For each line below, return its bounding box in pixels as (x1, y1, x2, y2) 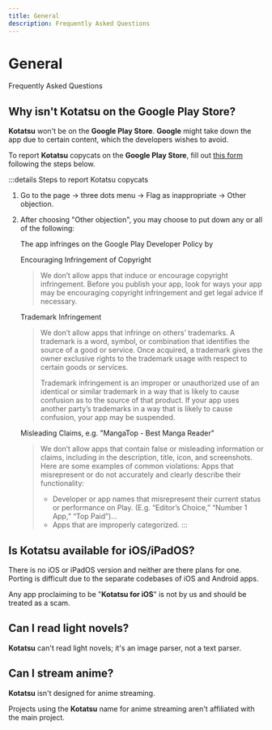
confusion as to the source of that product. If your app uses (40, 395, 240, 406)
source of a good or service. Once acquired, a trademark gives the (40, 346, 263, 355)
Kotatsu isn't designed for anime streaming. (8, 688, 155, 698)
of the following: (19, 224, 75, 234)
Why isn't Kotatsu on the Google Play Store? (8, 105, 236, 118)
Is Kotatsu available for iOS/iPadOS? (8, 543, 195, 557)
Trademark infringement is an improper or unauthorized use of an (40, 378, 260, 388)
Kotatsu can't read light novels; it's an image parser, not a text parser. (8, 642, 241, 653)
